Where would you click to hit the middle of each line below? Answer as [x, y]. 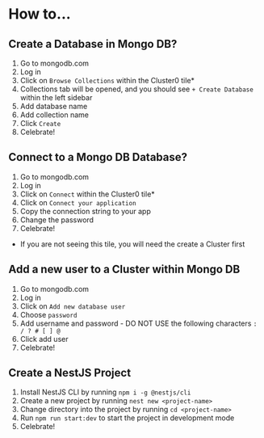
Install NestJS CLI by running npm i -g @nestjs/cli [105, 392]
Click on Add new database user [73, 306]
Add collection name [54, 115]
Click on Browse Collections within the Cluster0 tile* [107, 80]
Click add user [44, 339]
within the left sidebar [56, 97]
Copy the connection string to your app [85, 211]
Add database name [54, 106]
